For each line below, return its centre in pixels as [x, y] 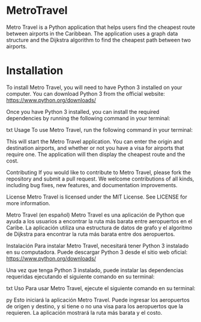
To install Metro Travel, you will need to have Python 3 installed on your [94, 87]
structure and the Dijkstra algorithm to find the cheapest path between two [98, 40]
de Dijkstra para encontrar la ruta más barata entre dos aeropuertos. [91, 234]
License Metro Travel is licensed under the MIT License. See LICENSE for [97, 197]
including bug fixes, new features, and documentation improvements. [92, 185]
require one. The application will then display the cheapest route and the [96, 154]
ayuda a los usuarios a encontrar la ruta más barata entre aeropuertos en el [100, 221]
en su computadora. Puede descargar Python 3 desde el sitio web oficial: [97, 252]
